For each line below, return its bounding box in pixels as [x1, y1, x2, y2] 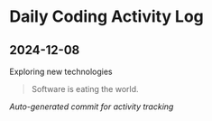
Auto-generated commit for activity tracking [9, 101, 174, 112]
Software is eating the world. [31, 84, 139, 94]
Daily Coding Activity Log [9, 6, 205, 27]
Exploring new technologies [9, 66, 113, 77]
